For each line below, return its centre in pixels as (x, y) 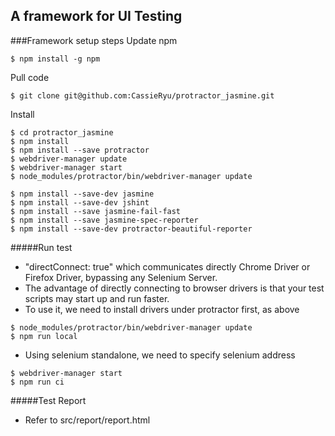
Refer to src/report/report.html (87, 420)
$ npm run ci (37, 382)
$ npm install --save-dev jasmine (82, 194)
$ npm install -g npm (55, 59)
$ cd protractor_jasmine (62, 132)
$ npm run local (44, 336)
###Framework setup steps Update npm (94, 40)
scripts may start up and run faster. (97, 298)
